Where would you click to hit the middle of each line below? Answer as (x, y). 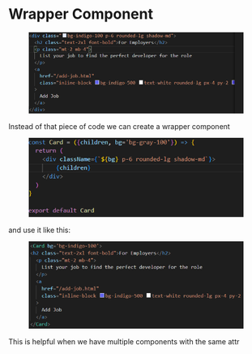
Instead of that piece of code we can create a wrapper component (120, 127)
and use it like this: (40, 230)
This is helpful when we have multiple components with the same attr (124, 342)
